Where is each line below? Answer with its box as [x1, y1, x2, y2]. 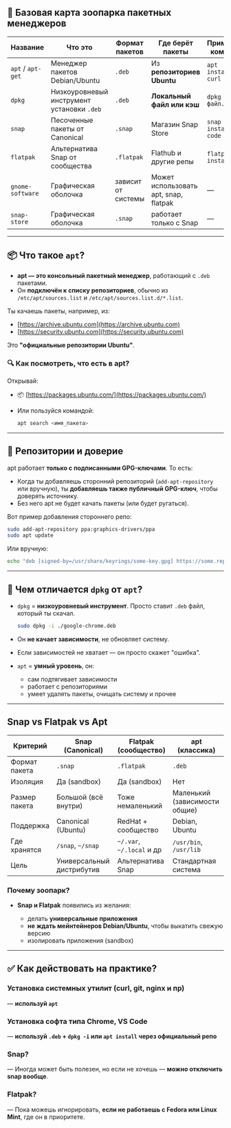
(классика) [177, 745, 216, 755]
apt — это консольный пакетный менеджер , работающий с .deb [16, 271, 210, 279]
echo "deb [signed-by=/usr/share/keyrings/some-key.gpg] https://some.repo [7, 558, 229, 565]
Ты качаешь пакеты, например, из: [7, 306, 110, 315]
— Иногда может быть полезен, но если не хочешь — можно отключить [7, 1065, 223, 1073]
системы [114, 194, 145, 204]
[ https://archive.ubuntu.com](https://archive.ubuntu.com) [16, 320, 180, 328]
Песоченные [50, 115, 93, 125]
